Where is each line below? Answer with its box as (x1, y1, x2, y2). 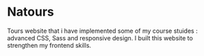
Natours (7, 4, 55, 20)
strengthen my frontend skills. (7, 41, 92, 49)
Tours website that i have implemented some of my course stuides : (7, 27, 198, 35)
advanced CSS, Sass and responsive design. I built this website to (7, 33, 193, 42)
